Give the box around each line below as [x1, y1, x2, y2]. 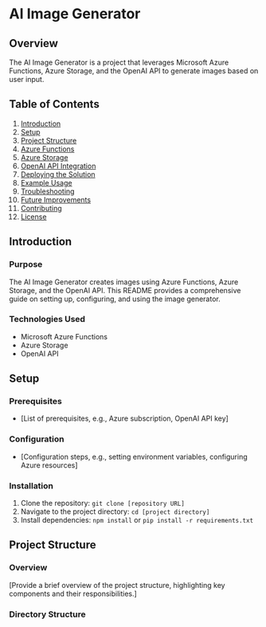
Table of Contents [9, 97, 100, 112]
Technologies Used [9, 314, 86, 325]
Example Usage [20, 178, 72, 187]
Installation [9, 480, 54, 491]
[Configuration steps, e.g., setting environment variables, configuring [20, 452, 248, 461]
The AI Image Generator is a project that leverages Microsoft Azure [9, 57, 229, 67]
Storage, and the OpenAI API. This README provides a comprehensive [9, 285, 241, 295]
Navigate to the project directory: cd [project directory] [20, 507, 210, 516]
